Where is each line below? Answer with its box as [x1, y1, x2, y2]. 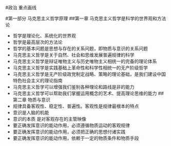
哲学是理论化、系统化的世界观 [12, 33, 76, 38]
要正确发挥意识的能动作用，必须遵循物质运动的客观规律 [12, 122, 130, 128]
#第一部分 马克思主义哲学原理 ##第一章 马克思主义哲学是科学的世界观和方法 [5, 15, 166, 22]
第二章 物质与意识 [12, 97, 50, 102]
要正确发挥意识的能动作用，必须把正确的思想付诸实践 [12, 129, 126, 135]
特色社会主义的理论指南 [12, 77, 63, 84]
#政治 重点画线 [5, 5, 37, 10]
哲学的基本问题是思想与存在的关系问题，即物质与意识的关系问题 [12, 46, 148, 51]
